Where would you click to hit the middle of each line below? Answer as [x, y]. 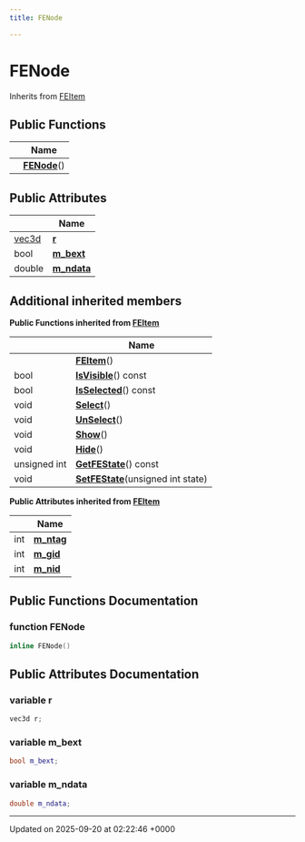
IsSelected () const [116, 390]
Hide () [89, 449]
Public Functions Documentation [104, 601]
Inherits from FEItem [48, 96]
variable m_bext [45, 743]
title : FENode [36, 18]
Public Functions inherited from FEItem [84, 323]
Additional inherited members [96, 301]
